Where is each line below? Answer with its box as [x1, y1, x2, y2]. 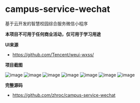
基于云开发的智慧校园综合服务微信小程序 [5, 20, 88, 26]
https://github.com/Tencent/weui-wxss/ [12, 51, 94, 58]
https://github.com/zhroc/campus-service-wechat [12, 92, 116, 98]
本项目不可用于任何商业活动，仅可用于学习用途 [5, 31, 101, 37]
